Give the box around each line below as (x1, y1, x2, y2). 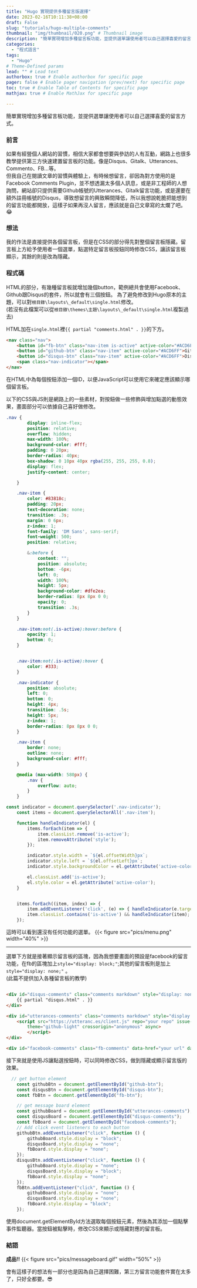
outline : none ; (27, 751, 64, 756)
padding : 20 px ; (27, 501, 64, 508)
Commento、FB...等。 (6, 165, 59, 172)
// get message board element (16, 1103, 91, 1109)
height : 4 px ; (27, 702, 59, 708)
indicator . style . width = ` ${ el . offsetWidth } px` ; (27, 853, 148, 858)
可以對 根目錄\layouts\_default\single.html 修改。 (16, 298, 137, 305)
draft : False (6, 19, 38, 25)
